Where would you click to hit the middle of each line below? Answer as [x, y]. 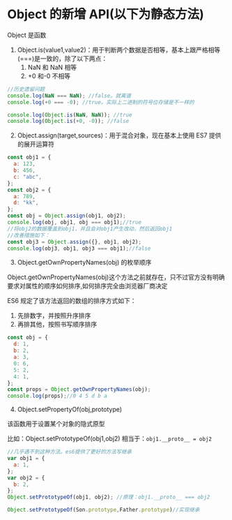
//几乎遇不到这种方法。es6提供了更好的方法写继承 [70, 452]
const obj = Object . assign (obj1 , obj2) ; [67, 216]
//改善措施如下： [29, 235]
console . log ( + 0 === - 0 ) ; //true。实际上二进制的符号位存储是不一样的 [101, 102]
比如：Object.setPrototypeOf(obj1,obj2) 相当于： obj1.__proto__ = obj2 [110, 439]
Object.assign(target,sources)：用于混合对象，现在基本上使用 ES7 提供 [119, 135]
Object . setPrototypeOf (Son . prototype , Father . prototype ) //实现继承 [103, 510]
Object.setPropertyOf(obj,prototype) [70, 410]
